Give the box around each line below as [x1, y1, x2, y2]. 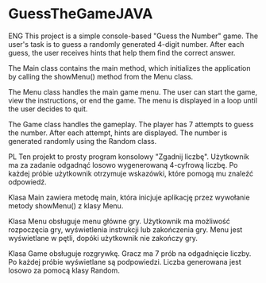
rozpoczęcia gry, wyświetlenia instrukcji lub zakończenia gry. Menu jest [8, 224, 243, 235]
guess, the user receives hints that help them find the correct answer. [8, 48, 236, 57]
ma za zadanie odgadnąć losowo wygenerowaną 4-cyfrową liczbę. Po [8, 160, 238, 169]
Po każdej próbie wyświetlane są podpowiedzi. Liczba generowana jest [8, 257, 242, 266]
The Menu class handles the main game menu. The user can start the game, [8, 87, 258, 96]
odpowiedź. [8, 176, 48, 187]
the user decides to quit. [8, 104, 88, 114]
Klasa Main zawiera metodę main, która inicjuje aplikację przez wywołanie [8, 192, 250, 202]
